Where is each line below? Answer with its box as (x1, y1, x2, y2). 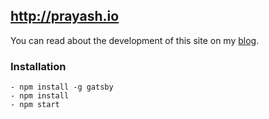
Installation (10, 59, 67, 73)
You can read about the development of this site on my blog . (10, 34, 260, 46)
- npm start (10, 100, 60, 110)
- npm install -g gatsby (10, 82, 114, 93)
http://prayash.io (10, 8, 120, 25)
